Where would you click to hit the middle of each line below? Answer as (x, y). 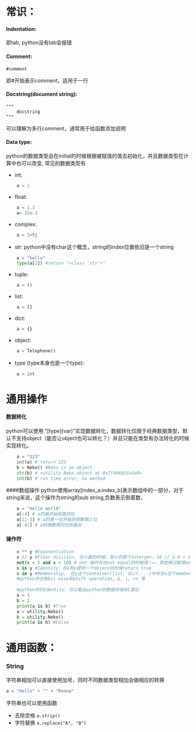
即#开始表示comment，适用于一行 (47, 80)
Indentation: (21, 29)
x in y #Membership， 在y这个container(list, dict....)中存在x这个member (104, 573)
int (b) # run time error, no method (61, 478)
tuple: (21, 274)
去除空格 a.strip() (37, 715)
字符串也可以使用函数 (32, 703)
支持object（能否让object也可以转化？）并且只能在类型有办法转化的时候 (103, 438)
